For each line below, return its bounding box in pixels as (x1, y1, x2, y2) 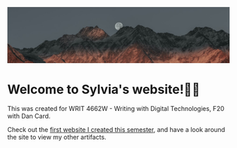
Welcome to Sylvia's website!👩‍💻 (7, 81, 200, 97)
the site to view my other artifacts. (7, 133, 107, 142)
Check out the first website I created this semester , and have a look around (7, 126, 226, 134)
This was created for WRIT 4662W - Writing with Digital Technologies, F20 (7, 105, 224, 113)
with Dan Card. (7, 112, 51, 121)
